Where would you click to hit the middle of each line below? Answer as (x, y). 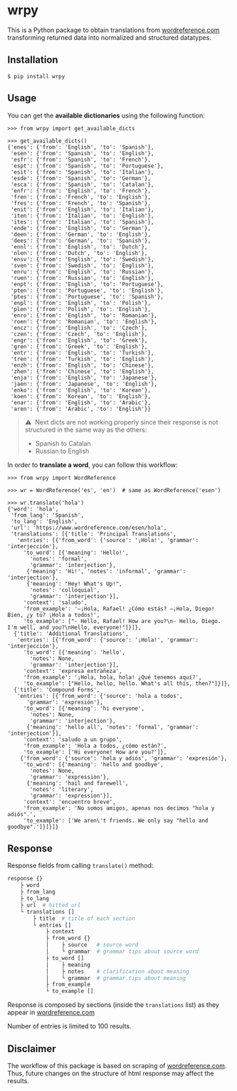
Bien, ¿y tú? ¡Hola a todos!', (54, 615)
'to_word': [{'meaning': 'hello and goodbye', (93, 764)
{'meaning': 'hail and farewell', (78, 783)
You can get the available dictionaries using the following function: (106, 115)
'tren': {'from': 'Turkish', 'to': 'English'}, (82, 359)
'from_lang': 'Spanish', (47, 515)
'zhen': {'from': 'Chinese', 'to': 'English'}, (82, 371)
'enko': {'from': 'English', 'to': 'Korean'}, (81, 390)
